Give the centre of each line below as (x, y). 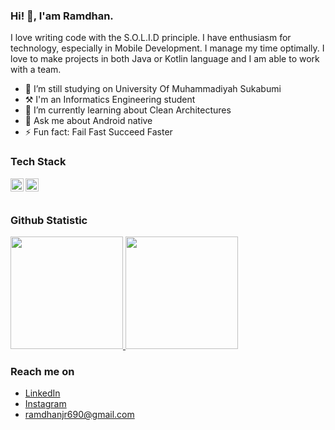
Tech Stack (38, 162)
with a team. (36, 70)
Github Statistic (49, 220)
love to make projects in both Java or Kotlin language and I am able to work (165, 59)
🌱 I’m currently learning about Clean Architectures (128, 110)
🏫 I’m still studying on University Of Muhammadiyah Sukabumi (153, 89)
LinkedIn (42, 393)
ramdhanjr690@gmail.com (79, 415)
